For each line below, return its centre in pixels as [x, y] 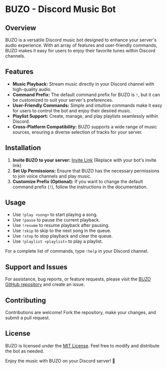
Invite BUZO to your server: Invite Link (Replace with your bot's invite [85, 160]
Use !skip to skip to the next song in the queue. [62, 231]
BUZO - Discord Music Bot [61, 9]
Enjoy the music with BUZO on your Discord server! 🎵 [60, 360]
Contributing [26, 300]
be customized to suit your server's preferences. [63, 100]
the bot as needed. [25, 351]
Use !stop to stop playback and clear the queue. [62, 236]
